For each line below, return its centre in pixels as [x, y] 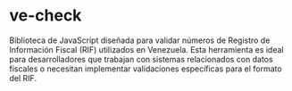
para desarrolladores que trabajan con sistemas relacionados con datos [142, 59]
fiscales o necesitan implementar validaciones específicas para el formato [146, 69]
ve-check [46, 16]
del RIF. [23, 78]
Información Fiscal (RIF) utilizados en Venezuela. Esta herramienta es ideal [146, 49]
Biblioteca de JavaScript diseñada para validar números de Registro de [140, 40]
